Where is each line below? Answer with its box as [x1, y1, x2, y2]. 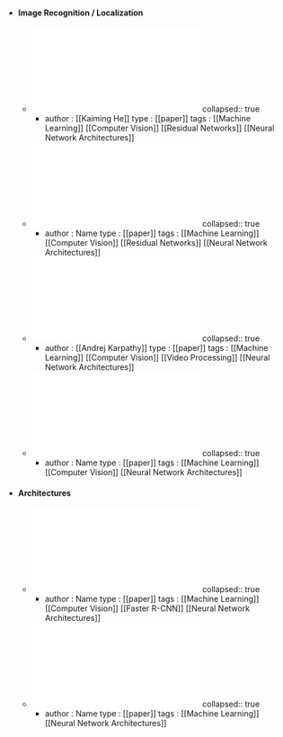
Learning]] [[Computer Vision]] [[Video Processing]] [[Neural [44, 352, 270, 364]
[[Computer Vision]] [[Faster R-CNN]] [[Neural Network [44, 603, 250, 614]
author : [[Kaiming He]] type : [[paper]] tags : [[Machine [44, 113, 252, 124]
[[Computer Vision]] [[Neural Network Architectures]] [44, 467, 243, 478]
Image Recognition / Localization [17, 7, 144, 18]
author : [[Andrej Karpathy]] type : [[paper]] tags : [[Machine [44, 343, 269, 354]
